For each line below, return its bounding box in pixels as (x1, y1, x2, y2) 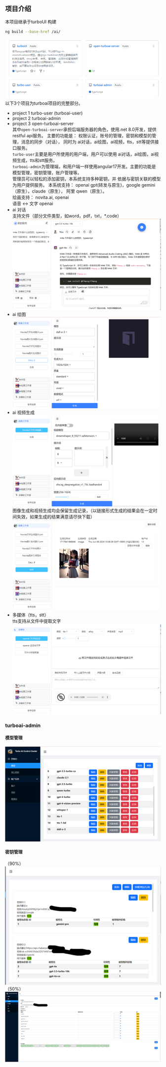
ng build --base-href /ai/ (5, 29, 61, 34)
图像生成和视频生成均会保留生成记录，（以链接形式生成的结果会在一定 (12, 508, 153, 514)
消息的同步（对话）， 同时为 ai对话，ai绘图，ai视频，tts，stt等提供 (21, 139, 155, 145)
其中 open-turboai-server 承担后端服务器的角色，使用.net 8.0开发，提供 (12, 126, 157, 132)
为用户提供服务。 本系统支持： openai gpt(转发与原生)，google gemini (12, 182, 156, 188)
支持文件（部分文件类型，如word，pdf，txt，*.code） (12, 213, 122, 219)
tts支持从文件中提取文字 (12, 618, 61, 624)
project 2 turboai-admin (12, 115, 61, 121)
